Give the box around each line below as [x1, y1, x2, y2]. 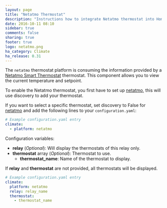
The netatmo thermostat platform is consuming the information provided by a [5, 67, 162, 73]
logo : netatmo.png [5, 44, 43, 49]
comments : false [5, 30, 39, 35]
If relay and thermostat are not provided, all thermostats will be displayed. [5, 165, 158, 171]
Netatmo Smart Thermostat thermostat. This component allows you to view [5, 73, 160, 79]
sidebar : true [5, 26, 35, 31]
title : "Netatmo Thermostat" [5, 12, 66, 17]
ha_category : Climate [5, 49, 50, 54]
